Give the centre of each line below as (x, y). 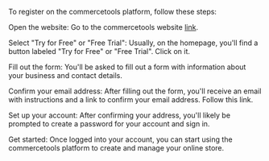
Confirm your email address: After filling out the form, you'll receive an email (135, 91)
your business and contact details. (66, 75)
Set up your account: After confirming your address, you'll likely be (120, 115)
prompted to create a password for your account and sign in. (109, 124)
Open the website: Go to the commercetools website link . (103, 27)
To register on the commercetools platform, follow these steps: (113, 12)
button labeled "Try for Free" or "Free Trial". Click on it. (99, 51)
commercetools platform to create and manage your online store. (116, 148)
